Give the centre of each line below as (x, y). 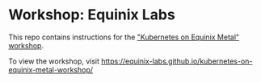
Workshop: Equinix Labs (92, 15)
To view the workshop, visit (54, 61)
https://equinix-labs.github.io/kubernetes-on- (177, 61)
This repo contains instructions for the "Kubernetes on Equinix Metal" (124, 37)
